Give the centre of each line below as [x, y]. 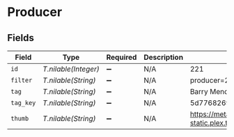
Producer [35, 12]
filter [22, 80]
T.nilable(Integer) [71, 69]
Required [122, 57]
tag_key [23, 103]
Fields [21, 38]
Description [163, 57]
